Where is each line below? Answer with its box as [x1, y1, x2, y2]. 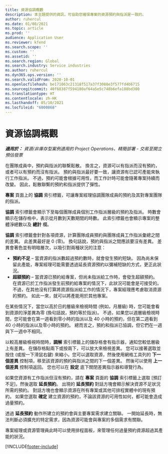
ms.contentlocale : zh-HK [5, 96, 57, 101]
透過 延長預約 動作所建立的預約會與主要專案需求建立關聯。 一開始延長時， [5, 410, 158, 416]
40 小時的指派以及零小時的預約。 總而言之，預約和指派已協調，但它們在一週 [5, 322, 162, 328]
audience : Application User [5, 36, 64, 41]
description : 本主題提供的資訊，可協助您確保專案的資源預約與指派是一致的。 [5, 12, 146, 17]
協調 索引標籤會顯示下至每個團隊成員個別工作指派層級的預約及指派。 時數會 [5, 209, 161, 215]
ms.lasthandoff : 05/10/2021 [5, 101, 64, 106]
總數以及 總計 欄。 [13, 221, 51, 227]
